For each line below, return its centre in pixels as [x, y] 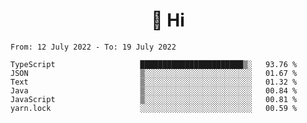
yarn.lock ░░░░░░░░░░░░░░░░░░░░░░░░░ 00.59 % [154, 108]
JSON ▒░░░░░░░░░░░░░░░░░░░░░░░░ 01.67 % [154, 73]
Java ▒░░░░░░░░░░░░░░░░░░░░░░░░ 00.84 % [154, 90]
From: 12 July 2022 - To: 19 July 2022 [93, 47]
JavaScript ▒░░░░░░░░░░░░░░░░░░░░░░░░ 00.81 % [154, 99]
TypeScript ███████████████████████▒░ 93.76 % [154, 64]
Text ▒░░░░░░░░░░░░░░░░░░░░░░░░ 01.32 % [154, 82]
